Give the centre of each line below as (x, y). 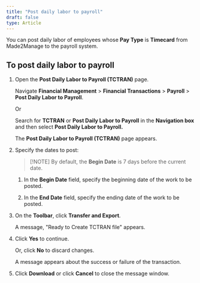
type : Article (24, 23)
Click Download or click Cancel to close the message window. (92, 273)
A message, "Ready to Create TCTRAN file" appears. (80, 227)
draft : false (22, 17)
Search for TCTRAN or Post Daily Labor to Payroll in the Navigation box (104, 121)
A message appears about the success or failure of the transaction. (98, 262)
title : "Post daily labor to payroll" (54, 12)
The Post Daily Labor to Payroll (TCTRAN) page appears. (86, 139)
